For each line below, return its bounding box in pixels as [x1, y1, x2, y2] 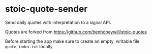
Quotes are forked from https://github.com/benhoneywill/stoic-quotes [5, 29, 147, 35]
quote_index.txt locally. [5, 43, 54, 49]
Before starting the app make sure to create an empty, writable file [5, 38, 140, 44]
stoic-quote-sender [5, 3, 88, 15]
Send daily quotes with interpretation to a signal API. [5, 19, 112, 25]
